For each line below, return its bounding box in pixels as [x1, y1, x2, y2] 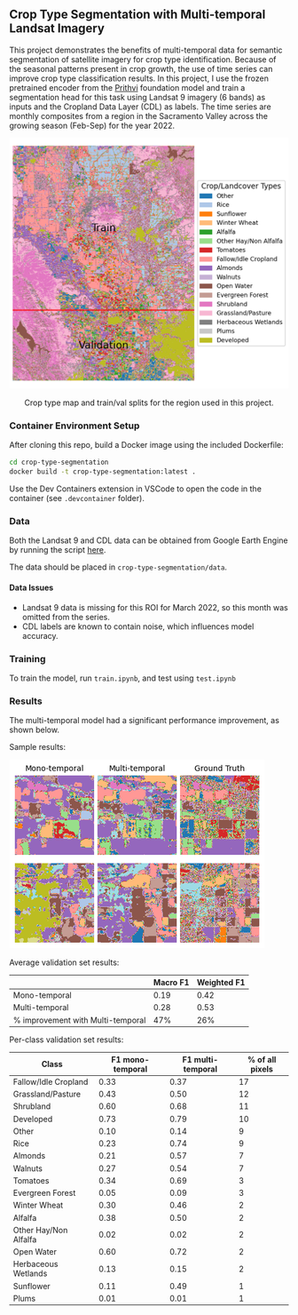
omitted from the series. [21, 611, 111, 622]
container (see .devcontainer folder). [9, 493, 145, 504]
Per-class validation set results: [9, 1034, 124, 1045]
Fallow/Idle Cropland [12, 1076, 89, 1087]
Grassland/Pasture [12, 1088, 82, 1100]
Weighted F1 [196, 976, 246, 987]
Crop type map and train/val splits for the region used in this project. [24, 397, 274, 408]
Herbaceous [12, 1259, 59, 1270]
